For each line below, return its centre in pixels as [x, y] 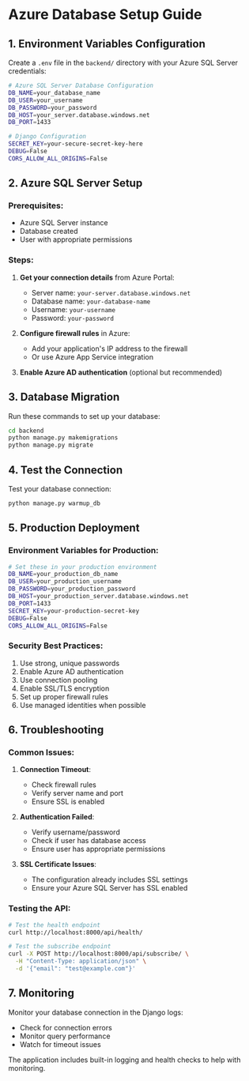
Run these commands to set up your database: [84, 416]
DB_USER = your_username [45, 100]
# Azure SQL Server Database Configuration [81, 85]
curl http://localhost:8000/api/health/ [76, 932]
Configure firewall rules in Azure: [75, 333]
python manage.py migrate [51, 445]
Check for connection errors [66, 1027]
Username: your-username [74, 309]
